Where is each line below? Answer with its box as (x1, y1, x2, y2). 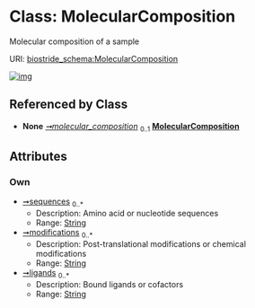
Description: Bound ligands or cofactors (35, 278, 184, 289)
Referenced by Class (9, 97, 128, 112)
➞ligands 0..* (22, 267, 70, 280)
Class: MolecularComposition (9, 6, 236, 27)
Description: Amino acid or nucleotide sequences (35, 208, 219, 219)
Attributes (9, 148, 67, 163)
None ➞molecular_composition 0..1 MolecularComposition (22, 120, 240, 134)
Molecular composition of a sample (9, 36, 140, 47)
